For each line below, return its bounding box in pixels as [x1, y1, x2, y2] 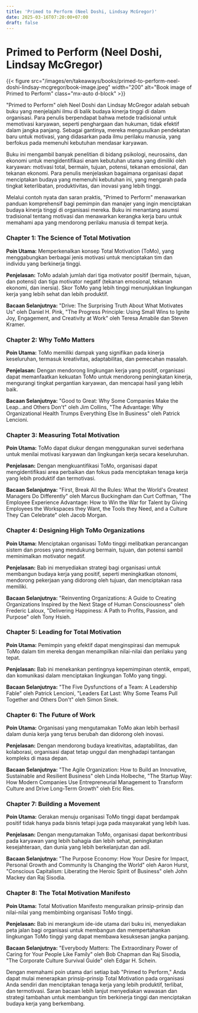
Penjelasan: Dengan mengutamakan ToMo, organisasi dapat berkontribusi [6, 831, 188, 838]
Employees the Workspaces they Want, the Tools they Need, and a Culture [6, 505, 188, 512]
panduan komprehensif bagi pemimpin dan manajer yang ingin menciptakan [6, 200, 191, 208]
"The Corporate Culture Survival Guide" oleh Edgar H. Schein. [6, 957, 157, 964]
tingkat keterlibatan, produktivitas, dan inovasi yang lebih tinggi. [6, 182, 162, 190]
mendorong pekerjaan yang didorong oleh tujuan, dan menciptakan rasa [6, 576, 182, 584]
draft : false [6, 20, 38, 26]
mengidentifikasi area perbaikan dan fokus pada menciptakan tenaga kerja [6, 469, 188, 476]
